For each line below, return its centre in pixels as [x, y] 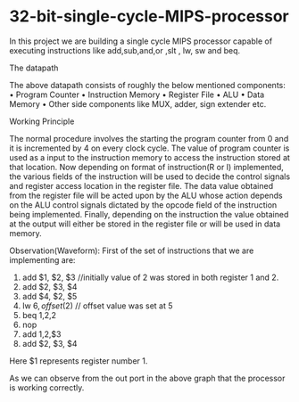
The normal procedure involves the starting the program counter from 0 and [149, 138]
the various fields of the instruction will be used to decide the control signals [150, 176]
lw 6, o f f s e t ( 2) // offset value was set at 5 [97, 306]
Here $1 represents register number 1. [79, 361]
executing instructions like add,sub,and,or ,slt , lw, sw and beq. [125, 50]
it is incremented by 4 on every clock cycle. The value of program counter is [149, 148]
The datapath [34, 68]
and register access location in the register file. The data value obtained [141, 185]
